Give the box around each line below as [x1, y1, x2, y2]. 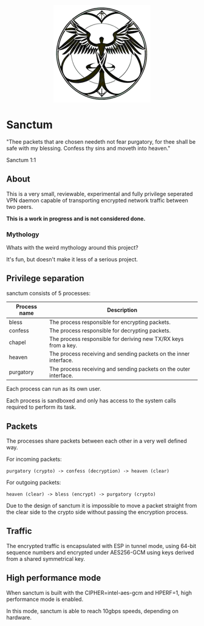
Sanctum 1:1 [6, 156, 36, 163]
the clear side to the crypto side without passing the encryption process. [6, 508, 188, 516]
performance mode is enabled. [6, 596, 84, 603]
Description [107, 306, 138, 314]
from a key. [49, 342, 78, 349]
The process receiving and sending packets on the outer [49, 365, 191, 373]
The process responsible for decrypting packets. [49, 326, 171, 334]
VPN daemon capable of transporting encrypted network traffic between [6, 197, 188, 204]
